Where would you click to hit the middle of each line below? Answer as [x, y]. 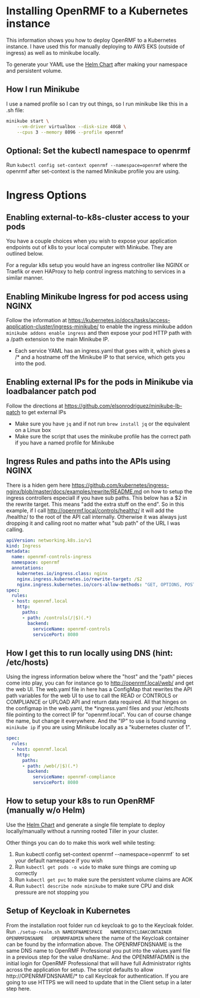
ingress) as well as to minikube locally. [53, 52]
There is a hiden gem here [38, 485]
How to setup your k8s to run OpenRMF [81, 801]
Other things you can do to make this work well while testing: [81, 842]
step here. [19, 988]
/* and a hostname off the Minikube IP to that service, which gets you [100, 357]
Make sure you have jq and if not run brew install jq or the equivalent [102, 424]
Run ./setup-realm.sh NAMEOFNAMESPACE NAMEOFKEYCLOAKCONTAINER [89, 931]
